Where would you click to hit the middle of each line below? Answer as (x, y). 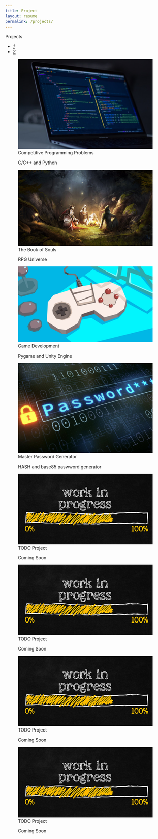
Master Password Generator (48, 456)
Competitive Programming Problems (56, 153)
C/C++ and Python (38, 163)
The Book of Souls (37, 249)
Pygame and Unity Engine (45, 356)
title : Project (21, 11)
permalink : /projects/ (29, 21)
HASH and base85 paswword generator (60, 467)
